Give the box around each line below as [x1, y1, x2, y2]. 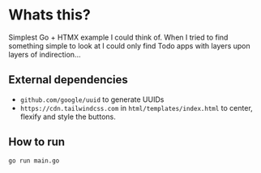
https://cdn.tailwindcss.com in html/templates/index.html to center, [19, 103, 253, 112]
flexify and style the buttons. [19, 112, 116, 121]
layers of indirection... [8, 49, 81, 59]
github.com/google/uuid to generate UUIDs [19, 95, 165, 104]
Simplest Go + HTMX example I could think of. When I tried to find [8, 32, 229, 42]
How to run [8, 135, 66, 149]
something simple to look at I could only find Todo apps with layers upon [8, 40, 251, 50]
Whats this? [8, 6, 91, 24]
